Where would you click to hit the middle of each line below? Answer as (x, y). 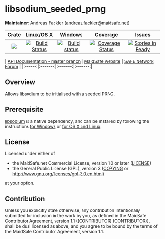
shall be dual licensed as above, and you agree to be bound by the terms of (82, 226)
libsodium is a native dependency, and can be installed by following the (77, 121)
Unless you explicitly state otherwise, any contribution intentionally (73, 210)
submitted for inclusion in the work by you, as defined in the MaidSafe (76, 216)
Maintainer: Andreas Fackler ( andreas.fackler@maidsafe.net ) (68, 23)
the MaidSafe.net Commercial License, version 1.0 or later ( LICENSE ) (82, 163)
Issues (143, 34)
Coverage (107, 34)
